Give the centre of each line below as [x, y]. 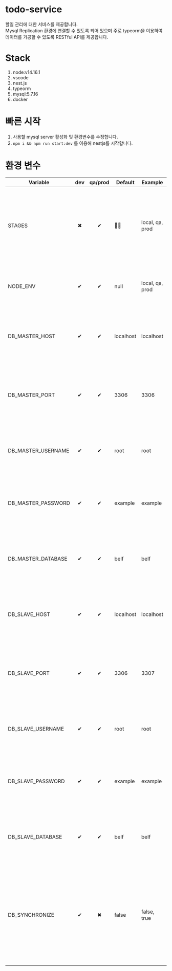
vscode [21, 77]
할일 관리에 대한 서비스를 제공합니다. [41, 24]
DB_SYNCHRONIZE [31, 915]
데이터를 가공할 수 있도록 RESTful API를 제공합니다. [57, 37]
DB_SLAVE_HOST [29, 614]
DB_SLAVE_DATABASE [35, 836]
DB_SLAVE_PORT [29, 673]
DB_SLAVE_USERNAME [36, 729]
